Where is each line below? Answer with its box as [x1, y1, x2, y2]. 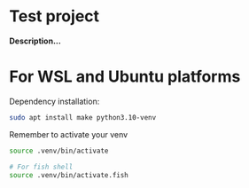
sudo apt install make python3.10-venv [9, 113, 157, 121]
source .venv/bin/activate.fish [9, 170, 128, 179]
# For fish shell [9, 162, 74, 171]
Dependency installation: [9, 96, 100, 106]
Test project [9, 6, 100, 27]
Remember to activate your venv [9, 129, 128, 139]
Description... [9, 35, 62, 46]
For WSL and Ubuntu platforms [9, 67, 241, 87]
